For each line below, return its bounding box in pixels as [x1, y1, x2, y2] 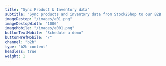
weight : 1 [5, 53, 26, 59]
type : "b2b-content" [5, 44, 48, 49]
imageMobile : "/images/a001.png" [5, 26, 75, 31]
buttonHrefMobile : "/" [5, 35, 52, 40]
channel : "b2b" [5, 40, 37, 45]
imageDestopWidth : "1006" [5, 21, 59, 26]
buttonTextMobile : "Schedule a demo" [5, 30, 83, 35]
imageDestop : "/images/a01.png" [5, 16, 72, 21]
